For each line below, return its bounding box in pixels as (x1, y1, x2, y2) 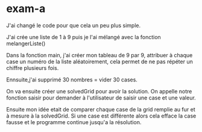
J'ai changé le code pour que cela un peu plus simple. (6, 22, 140, 29)
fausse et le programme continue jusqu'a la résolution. (6, 118, 142, 125)
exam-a (6, 2, 46, 16)
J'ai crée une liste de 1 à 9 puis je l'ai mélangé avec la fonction (6, 33, 161, 40)
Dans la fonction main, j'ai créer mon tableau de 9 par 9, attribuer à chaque (6, 51, 193, 58)
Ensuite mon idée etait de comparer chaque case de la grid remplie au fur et (6, 105, 195, 113)
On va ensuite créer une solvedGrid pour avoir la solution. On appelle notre (6, 87, 192, 95)
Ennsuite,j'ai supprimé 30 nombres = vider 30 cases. (6, 76, 137, 83)
